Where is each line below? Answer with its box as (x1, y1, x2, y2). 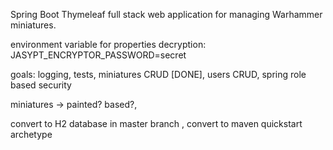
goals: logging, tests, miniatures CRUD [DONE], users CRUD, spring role (10, 69, 307, 80)
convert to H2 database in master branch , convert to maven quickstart (10, 118, 303, 129)
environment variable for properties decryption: (10, 39, 207, 50)
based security (10, 79, 72, 91)
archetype (10, 129, 53, 140)
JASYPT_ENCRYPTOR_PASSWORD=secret (10, 49, 187, 61)
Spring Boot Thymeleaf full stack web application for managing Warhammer (10, 9, 323, 20)
